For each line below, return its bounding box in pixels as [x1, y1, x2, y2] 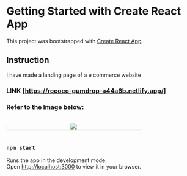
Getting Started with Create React [6, 4, 182, 18]
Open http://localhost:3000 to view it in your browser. [6, 163, 142, 171]
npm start [6, 144, 35, 151]
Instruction [6, 55, 50, 65]
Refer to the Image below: [6, 102, 84, 111]
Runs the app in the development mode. [6, 157, 107, 164]
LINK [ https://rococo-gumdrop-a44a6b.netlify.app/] [6, 86, 166, 95]
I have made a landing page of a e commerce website [6, 71, 142, 79]
